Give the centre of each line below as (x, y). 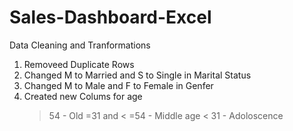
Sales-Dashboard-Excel (110, 17)
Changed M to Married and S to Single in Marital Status (137, 75)
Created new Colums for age (83, 96)
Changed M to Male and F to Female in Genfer (118, 85)
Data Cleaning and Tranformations (80, 45)
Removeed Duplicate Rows (79, 64)
